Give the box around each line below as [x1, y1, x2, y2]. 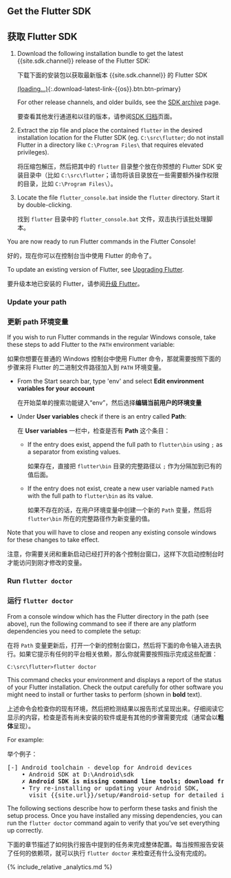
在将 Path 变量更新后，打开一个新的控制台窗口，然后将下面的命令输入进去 [7, 641, 216, 649]
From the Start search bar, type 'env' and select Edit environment [16, 377, 204, 386]
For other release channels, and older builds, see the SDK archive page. [16, 98, 221, 106]
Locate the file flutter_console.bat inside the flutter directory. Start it [16, 193, 220, 202]
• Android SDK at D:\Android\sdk [21, 770, 135, 778]
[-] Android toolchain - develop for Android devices [7, 764, 192, 771]
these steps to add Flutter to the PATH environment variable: [7, 341, 175, 349]
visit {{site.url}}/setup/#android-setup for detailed [28, 791, 218, 799]
